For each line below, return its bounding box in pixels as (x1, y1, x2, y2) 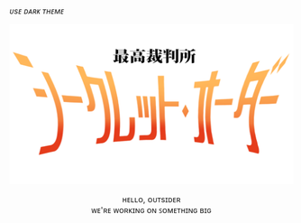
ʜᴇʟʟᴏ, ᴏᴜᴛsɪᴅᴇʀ (122, 193, 181, 204)
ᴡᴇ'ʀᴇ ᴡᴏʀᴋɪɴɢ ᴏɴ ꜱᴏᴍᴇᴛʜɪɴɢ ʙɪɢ (91, 204, 212, 215)
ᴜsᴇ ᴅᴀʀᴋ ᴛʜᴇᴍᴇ (9, 5, 65, 16)
